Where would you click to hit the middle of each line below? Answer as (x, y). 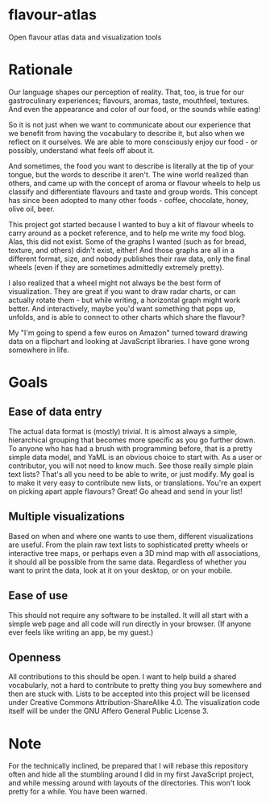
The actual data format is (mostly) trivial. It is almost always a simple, (123, 431)
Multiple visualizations (66, 517)
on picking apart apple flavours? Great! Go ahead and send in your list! (126, 491)
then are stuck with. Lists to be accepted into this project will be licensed (129, 694)
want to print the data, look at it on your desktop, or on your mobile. (120, 570)
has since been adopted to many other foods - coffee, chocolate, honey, (129, 200)
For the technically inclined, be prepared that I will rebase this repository (129, 766)
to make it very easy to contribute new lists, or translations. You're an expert (135, 483)
